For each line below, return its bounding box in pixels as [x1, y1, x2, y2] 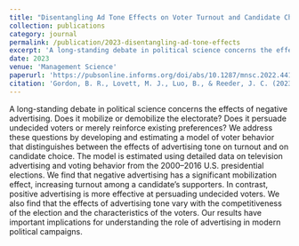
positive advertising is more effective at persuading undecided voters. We [9, 188, 280, 199]
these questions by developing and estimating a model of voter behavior [9, 131, 275, 142]
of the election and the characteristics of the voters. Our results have [9, 207, 263, 218]
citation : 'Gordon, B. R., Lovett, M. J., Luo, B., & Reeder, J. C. [9, 79, 269, 88]
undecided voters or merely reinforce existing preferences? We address [9, 122, 273, 133]
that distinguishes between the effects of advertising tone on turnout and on [9, 141, 289, 152]
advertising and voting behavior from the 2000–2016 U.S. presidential [9, 160, 264, 171]
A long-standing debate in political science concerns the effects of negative [9, 103, 287, 114]
